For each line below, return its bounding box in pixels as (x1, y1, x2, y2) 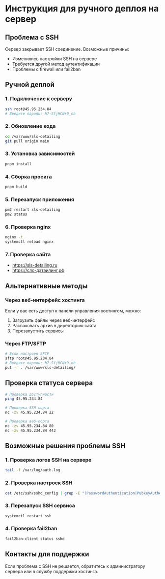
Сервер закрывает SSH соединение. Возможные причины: (5, 46, 129, 52)
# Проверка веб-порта (5, 419, 50, 424)
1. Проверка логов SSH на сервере (5, 456, 92, 463)
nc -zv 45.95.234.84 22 (5, 410, 54, 415)
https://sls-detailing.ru (12, 262, 57, 268)
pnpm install (5, 161, 32, 166)
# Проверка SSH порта (5, 405, 50, 410)
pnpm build (5, 184, 27, 189)
